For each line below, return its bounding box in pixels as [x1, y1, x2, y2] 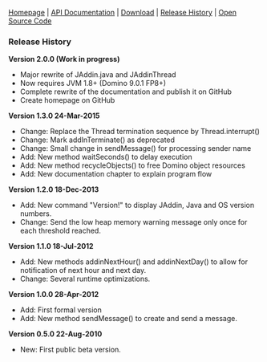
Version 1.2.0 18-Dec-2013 [8, 185, 99, 194]
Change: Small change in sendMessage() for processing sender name [19, 144, 252, 153]
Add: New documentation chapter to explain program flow [19, 169, 212, 179]
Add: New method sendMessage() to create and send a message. [19, 314, 238, 323]
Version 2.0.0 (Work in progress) [8, 55, 120, 64]
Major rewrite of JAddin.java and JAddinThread [19, 70, 176, 79]
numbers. [19, 209, 52, 218]
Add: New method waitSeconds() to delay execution [19, 153, 192, 162]
